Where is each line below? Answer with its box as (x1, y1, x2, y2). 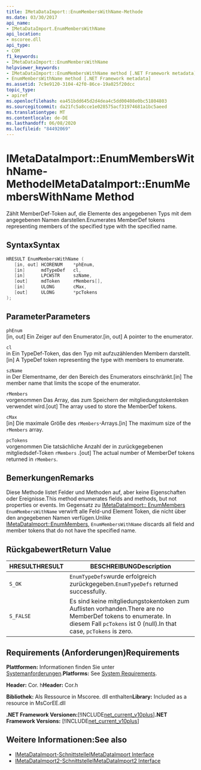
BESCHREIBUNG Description (90, 562, 172, 571)
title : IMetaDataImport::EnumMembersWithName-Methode (6, 8, 144, 15)
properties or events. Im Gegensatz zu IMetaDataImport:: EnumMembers (6, 502, 185, 509)
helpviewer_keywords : (6, 64, 60, 71)
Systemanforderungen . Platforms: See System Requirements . (6, 670, 157, 677)
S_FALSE (9, 613, 31, 620)
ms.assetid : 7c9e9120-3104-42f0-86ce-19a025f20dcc (6, 82, 135, 88)
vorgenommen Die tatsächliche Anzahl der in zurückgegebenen (6, 442, 163, 450)
